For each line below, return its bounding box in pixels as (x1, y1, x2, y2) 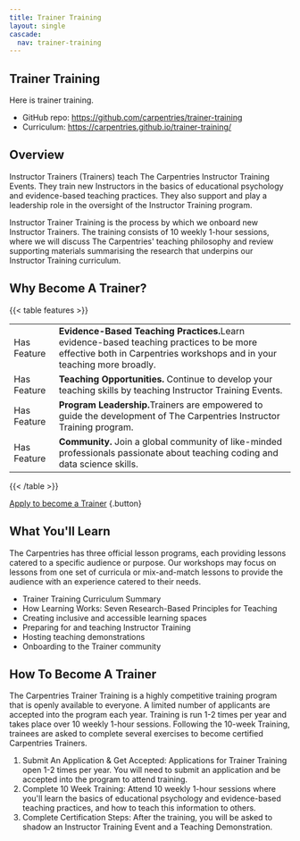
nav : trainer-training (17, 38, 102, 47)
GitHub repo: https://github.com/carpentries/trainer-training (21, 113, 243, 123)
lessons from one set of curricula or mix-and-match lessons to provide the (9, 567, 284, 577)
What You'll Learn (9, 524, 111, 539)
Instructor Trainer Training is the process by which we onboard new (9, 216, 259, 228)
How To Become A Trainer (9, 667, 157, 682)
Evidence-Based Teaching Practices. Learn (58, 324, 246, 337)
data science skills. (58, 458, 138, 470)
